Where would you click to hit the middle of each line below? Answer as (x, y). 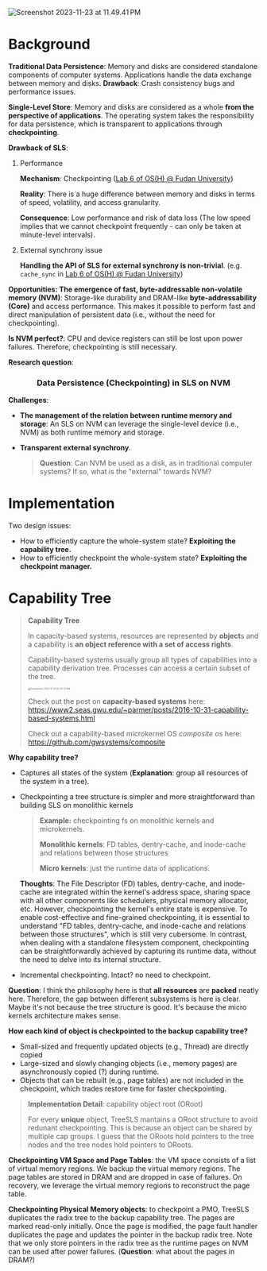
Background (49, 44)
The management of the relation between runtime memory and (126, 415)
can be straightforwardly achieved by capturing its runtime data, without (138, 951)
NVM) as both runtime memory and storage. (92, 432)
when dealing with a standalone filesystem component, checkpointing (134, 943)
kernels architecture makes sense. (64, 1016)
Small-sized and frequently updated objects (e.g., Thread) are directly (134, 1047)
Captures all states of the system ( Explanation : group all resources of (134, 773)
